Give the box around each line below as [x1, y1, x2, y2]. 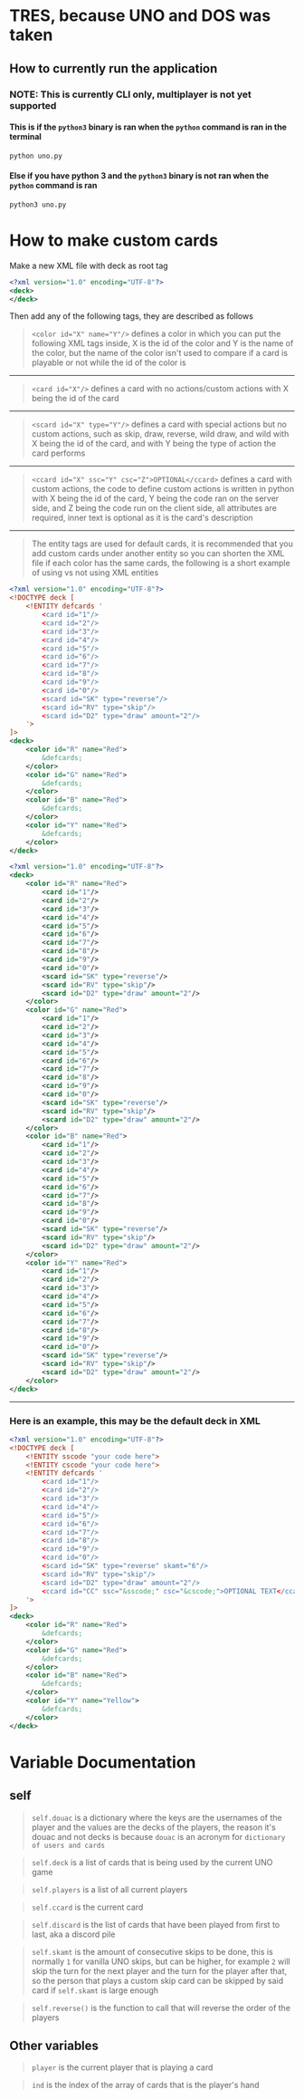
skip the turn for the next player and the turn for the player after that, [31, 1965, 288, 1976]
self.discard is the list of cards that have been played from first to [31, 1919, 280, 1930]
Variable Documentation [9, 1752, 196, 1772]
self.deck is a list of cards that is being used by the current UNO [31, 1856, 273, 1867]
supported [9, 99, 57, 111]
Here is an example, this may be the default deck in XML [9, 1414, 261, 1427]
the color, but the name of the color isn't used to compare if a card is [31, 348, 288, 359]
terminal [9, 131, 43, 142]
